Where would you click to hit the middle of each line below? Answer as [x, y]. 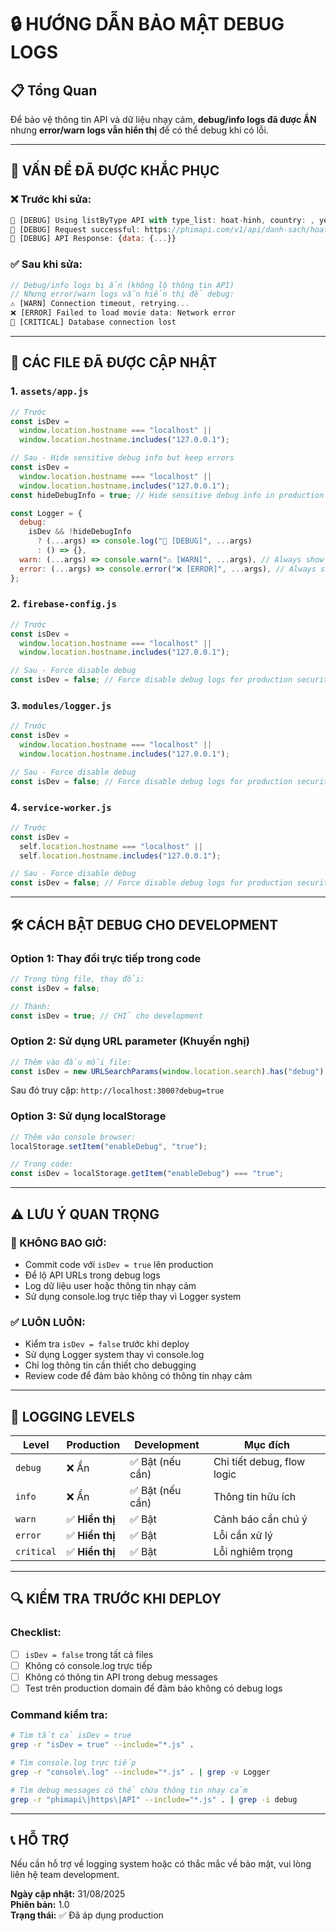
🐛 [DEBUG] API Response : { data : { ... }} [93, 239]
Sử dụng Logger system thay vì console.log [114, 1355]
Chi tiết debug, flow [259, 1462]
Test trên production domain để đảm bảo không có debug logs [153, 1688]
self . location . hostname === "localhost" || [111, 846]
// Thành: [31, 1006]
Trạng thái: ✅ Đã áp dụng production [87, 1915]
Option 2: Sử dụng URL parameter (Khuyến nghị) [130, 1041]
